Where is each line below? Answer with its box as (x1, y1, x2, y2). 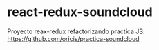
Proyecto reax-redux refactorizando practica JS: (7, 27, 145, 35)
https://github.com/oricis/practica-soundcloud (7, 34, 140, 42)
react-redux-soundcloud (7, 4, 153, 20)
